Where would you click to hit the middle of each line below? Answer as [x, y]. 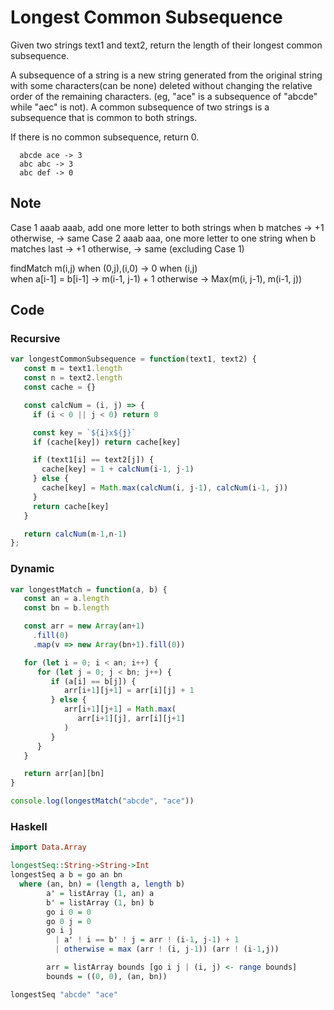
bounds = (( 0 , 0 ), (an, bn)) [107, 976]
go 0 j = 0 [69, 921]
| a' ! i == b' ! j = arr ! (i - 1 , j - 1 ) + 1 [147, 940]
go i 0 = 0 [69, 912]
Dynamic [32, 569]
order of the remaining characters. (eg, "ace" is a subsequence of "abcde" [164, 96]
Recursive [35, 339]
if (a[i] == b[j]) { [93, 681]
